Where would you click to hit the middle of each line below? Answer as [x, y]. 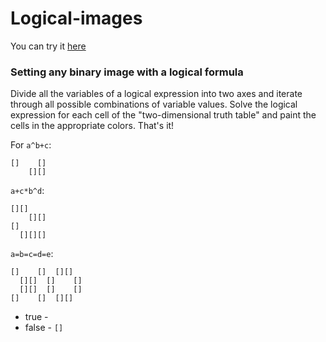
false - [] [44, 328]
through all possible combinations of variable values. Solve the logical [154, 104]
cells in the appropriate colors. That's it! [92, 126]
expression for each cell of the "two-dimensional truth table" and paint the [163, 115]
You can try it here [48, 46]
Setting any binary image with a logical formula [127, 72]
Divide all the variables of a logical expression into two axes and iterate [156, 94]
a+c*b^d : [27, 191]
